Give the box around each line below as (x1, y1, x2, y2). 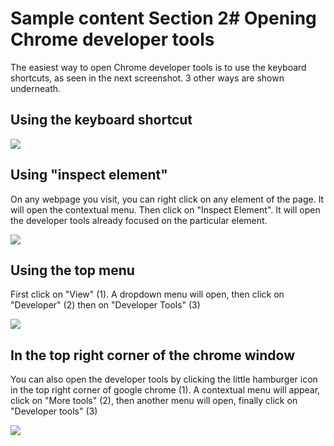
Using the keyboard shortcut (10, 112, 193, 129)
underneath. (10, 82, 62, 94)
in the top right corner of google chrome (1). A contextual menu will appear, (10, 384, 321, 396)
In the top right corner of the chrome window (10, 347, 296, 364)
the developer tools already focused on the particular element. (10, 214, 268, 226)
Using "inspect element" (10, 167, 168, 184)
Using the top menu (10, 262, 135, 279)
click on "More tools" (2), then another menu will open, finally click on (10, 395, 298, 407)
